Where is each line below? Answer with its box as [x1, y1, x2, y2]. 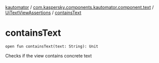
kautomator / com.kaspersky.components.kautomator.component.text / [5, 5, 154, 10]
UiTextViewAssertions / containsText [5, 10, 82, 16]
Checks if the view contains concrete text [5, 52, 92, 58]
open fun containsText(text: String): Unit [5, 44, 99, 49]
